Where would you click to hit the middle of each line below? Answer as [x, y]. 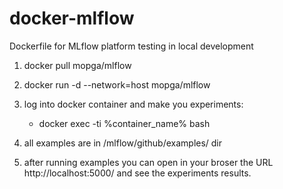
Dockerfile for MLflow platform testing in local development [131, 46]
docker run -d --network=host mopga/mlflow [117, 84]
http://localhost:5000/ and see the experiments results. [137, 173]
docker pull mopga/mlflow [77, 65]
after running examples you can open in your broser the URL [148, 162]
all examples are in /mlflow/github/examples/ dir [123, 143]
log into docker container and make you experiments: [133, 104]
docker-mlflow [72, 18]
